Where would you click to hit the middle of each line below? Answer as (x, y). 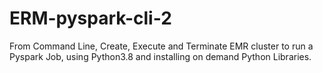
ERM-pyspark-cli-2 (90, 18)
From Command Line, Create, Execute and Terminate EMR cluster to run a (161, 46)
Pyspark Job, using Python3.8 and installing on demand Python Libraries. (160, 56)
